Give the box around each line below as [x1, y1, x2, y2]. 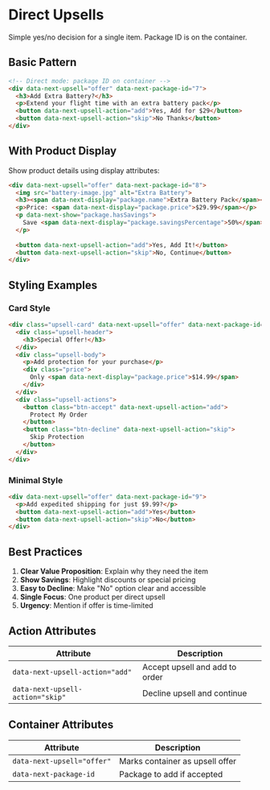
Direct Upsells [8, 6, 104, 24]
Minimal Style [8, 474, 63, 486]
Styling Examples [8, 278, 98, 292]
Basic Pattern [8, 56, 77, 69]
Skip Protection [29, 433, 84, 441]
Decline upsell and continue [141, 687, 247, 698]
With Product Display [8, 144, 117, 158]
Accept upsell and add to [141, 661, 237, 672]
